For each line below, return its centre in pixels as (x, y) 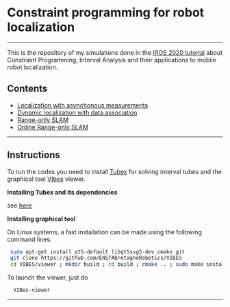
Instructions (34, 155)
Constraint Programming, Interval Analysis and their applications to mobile (112, 60)
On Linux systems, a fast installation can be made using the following (104, 232)
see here (20, 205)
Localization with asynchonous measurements (82, 105)
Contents (27, 89)
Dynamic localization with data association (77, 112)
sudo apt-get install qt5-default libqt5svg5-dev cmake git (98, 251)
